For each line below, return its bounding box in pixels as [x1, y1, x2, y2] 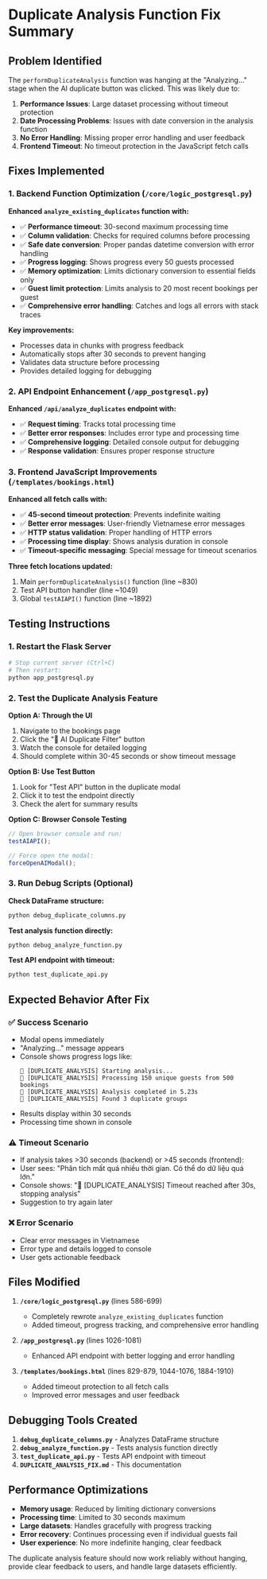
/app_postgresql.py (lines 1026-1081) [19, 1336, 142, 1345]
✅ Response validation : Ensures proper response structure [19, 445, 215, 455]
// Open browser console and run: [8, 830, 123, 838]
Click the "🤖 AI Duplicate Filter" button [19, 734, 145, 744]
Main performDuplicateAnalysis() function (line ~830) [19, 577, 199, 586]
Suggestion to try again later [19, 1197, 114, 1207]
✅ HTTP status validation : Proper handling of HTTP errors [19, 527, 212, 538]
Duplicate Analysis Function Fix [8, 6, 221, 24]
